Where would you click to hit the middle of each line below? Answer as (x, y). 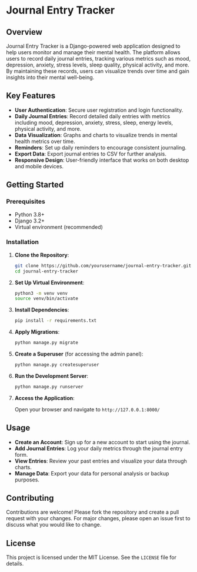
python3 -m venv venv (41, 293)
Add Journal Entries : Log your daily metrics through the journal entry (99, 448)
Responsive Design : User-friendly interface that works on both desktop (102, 160)
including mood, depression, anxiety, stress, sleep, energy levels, (94, 122)
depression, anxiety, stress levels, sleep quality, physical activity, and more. (98, 65)
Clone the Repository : (42, 255)
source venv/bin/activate (46, 299)
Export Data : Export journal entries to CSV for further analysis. (90, 154)
